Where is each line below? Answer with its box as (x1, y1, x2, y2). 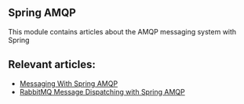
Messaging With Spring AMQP (19, 78, 118, 88)
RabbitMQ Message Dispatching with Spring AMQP (19, 87, 186, 96)
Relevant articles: (8, 58, 97, 71)
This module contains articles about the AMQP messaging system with (8, 27, 237, 36)
